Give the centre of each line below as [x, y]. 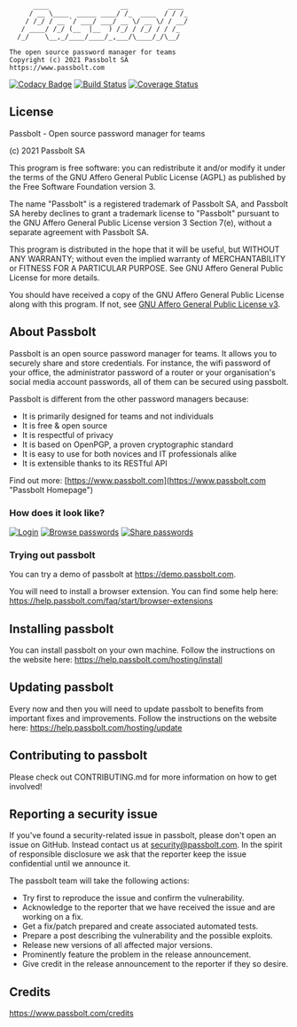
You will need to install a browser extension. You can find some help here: [144, 592]
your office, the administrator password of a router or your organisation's [143, 372]
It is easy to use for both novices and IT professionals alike [129, 453]
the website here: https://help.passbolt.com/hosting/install [116, 660]
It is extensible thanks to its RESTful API [94, 463]
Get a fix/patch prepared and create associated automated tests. [140, 926]
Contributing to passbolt [78, 756]
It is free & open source [65, 425]
